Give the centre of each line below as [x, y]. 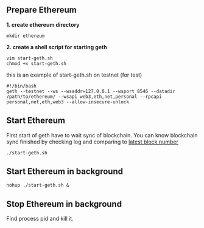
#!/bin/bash [21, 86]
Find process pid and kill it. [40, 219]
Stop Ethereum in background [64, 204]
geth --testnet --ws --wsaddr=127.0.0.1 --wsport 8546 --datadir [91, 91]
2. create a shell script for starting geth [57, 47]
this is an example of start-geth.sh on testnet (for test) [74, 75]
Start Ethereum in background [65, 172]
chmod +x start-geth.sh [37, 63]
